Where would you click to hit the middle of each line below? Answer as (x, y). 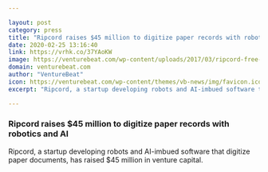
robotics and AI (39, 134)
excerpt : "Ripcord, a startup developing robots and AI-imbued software (132, 89)
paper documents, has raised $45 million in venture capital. (106, 159)
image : (19, 60)
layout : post (30, 22)
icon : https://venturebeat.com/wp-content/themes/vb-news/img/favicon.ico (135, 82)
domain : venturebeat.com (49, 67)
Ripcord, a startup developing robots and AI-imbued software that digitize (129, 151)
